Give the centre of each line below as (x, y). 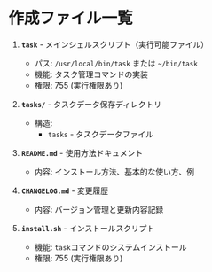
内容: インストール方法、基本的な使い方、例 (114, 171)
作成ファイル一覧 (71, 18)
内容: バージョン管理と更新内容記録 (99, 209)
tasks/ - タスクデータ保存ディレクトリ (91, 104)
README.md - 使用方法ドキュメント (82, 152)
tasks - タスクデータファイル (101, 134)
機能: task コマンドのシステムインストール (110, 247)
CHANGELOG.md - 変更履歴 (65, 190)
